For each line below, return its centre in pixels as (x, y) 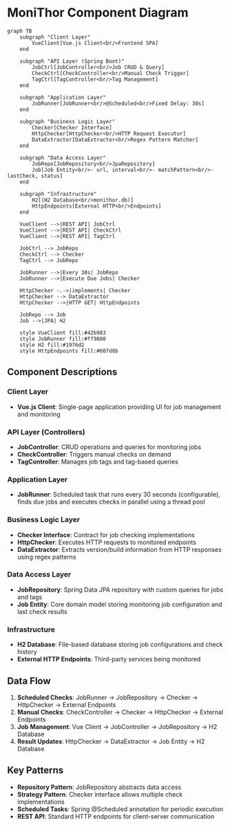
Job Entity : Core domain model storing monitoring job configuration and (119, 604)
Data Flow (29, 681)
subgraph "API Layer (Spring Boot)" (72, 61)
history (27, 652)
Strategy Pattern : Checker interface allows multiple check (100, 794)
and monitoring (39, 414)
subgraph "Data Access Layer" (63, 158)
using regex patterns (46, 557)
